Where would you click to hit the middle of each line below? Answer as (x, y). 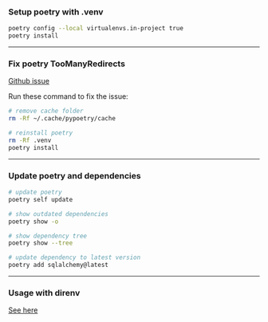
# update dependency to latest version (75, 257)
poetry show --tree (41, 243)
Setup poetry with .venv (56, 12)
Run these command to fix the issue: (69, 96)
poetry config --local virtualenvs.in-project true (96, 29)
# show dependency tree (48, 236)
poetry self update (41, 199)
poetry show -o (33, 222)
